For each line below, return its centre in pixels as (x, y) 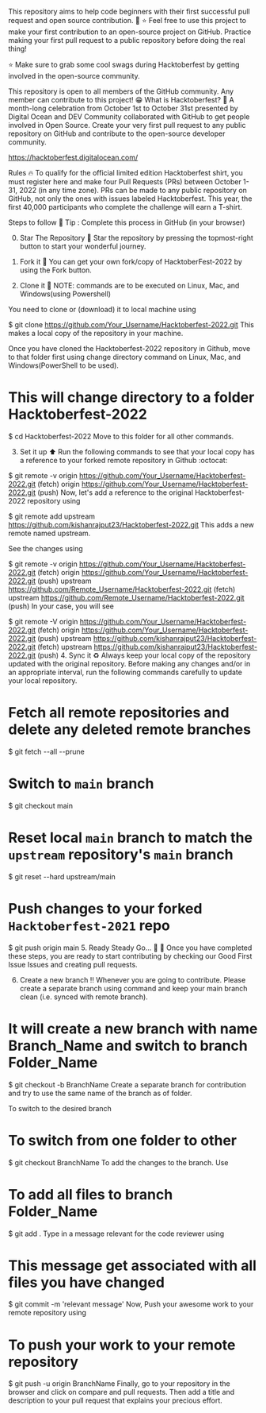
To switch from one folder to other (123, 1140)
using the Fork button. (56, 270)
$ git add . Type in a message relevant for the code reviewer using (116, 1233)
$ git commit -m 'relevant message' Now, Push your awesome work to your (131, 1304)
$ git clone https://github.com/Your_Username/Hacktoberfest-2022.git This (131, 324)
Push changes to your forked (105, 908)
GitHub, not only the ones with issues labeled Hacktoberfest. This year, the (130, 199)
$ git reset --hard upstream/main (62, 876)
